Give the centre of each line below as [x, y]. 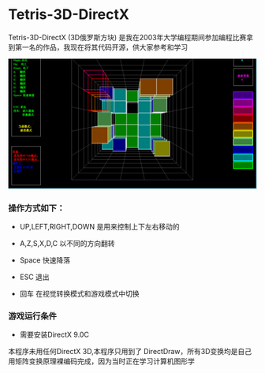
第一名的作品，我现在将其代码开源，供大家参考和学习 [101, 47]
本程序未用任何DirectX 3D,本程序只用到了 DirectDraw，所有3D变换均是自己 [130, 352]
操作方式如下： [37, 208]
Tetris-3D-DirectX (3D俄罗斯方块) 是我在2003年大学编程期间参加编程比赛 [127, 37]
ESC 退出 [34, 277]
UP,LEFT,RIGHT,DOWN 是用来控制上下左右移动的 [99, 227]
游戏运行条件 [33, 315]
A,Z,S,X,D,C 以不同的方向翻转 [67, 244]
